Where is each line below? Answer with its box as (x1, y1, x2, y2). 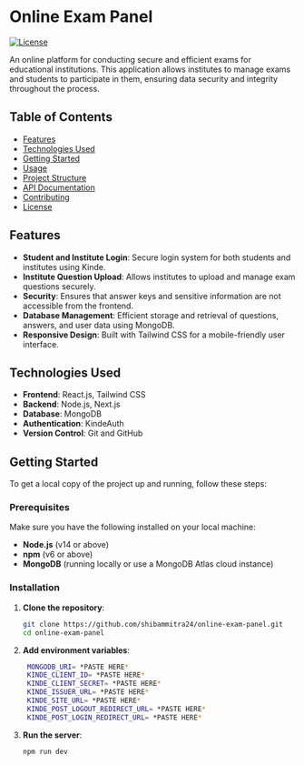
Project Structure (22, 172, 87, 183)
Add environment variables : (22, 644, 130, 656)
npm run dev (22, 747, 68, 756)
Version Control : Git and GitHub (22, 428, 143, 438)
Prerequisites (9, 501, 70, 514)
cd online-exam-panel (22, 628, 104, 638)
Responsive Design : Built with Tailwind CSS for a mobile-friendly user (22, 329, 286, 340)
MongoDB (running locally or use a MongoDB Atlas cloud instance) (22, 559, 274, 569)
